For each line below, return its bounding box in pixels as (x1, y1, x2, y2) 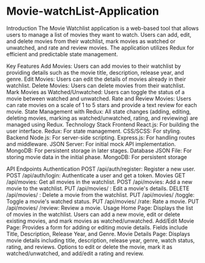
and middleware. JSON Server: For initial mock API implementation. (6, 140, 176, 147)
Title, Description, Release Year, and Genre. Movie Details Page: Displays (6, 230, 191, 237)
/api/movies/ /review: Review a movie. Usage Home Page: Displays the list (6, 204, 193, 212)
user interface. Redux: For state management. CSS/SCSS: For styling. (6, 127, 182, 135)
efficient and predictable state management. (6, 50, 118, 57)
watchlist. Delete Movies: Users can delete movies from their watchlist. (6, 81, 185, 89)
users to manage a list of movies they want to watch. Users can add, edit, (6, 31, 192, 38)
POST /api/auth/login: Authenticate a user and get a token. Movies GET (6, 171, 185, 179)
